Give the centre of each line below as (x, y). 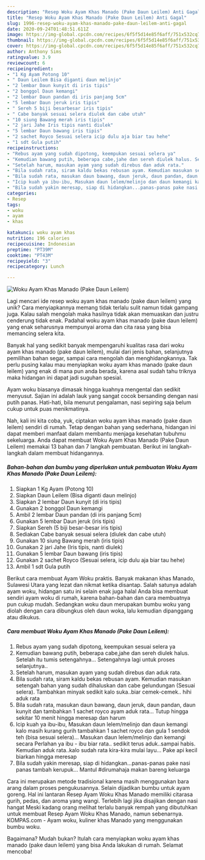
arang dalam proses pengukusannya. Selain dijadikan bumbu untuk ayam (99, 788)
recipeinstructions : (33, 148)
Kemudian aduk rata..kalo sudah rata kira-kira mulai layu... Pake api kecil (106, 750)
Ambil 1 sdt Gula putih (43, 567)
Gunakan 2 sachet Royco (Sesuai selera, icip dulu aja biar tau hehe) (100, 560)
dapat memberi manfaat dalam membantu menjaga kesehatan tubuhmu (96, 434)
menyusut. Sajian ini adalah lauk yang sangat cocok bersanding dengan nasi (102, 396)
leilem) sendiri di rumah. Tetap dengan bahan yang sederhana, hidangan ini (102, 427)
